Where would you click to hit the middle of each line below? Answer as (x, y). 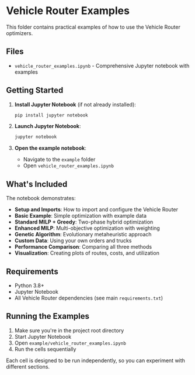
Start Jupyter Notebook (43, 336)
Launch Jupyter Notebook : (48, 126)
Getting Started (35, 90)
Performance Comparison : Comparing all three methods (83, 247)
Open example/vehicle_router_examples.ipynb (70, 343)
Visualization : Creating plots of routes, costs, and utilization (87, 253)
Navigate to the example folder (59, 160)
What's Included (37, 184)
